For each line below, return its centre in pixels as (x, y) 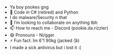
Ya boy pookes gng (29, 7)
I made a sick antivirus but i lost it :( (45, 47)
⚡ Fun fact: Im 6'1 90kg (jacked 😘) (45, 40)
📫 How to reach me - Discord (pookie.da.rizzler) (59, 28)
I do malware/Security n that (38, 17)
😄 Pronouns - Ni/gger (32, 35)
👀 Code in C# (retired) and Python (44, 12)
